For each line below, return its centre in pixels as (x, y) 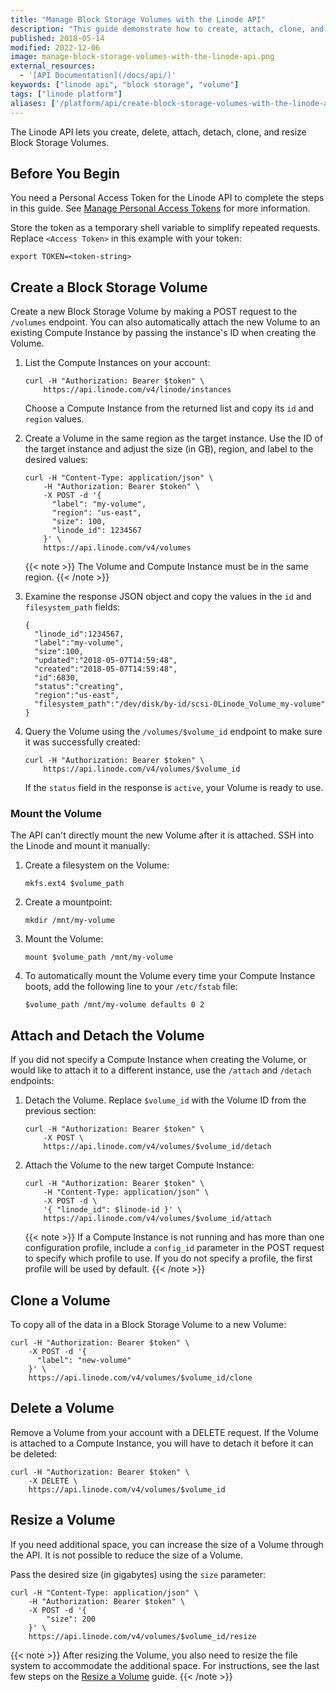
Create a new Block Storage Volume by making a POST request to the (154, 312)
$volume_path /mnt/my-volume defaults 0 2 (114, 1005)
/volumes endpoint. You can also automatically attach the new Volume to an (165, 322)
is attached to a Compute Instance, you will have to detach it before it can (162, 1443)
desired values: (56, 460)
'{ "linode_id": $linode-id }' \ (113, 1210)
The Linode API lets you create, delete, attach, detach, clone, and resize (158, 132)
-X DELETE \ (53, 1481)
